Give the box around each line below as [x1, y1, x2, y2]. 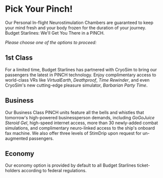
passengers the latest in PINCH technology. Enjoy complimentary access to [5, 72, 157, 78]
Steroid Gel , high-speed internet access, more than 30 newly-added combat [5, 120, 158, 126]
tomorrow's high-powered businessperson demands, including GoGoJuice [5, 114, 155, 120]
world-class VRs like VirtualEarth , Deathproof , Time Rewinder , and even [5, 77, 150, 83]
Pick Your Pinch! [5, 3, 73, 15]
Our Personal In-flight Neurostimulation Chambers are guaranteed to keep [5, 20, 154, 25]
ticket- [137, 162, 150, 168]
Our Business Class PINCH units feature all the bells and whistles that [5, 109, 145, 115]
